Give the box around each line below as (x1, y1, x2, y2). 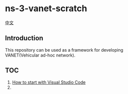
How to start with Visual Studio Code (12, 79, 86, 85)
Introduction (5, 34, 44, 42)
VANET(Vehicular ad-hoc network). (5, 52, 76, 58)
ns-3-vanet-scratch (5, 3, 87, 14)
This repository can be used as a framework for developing (5, 47, 124, 53)
